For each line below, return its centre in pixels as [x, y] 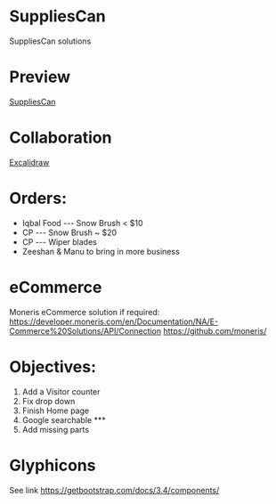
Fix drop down [49, 401]
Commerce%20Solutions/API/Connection [85, 330]
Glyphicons [53, 465]
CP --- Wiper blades [60, 241]
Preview [40, 77]
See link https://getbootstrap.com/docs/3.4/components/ [114, 490]
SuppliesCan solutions [50, 41]
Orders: [38, 199]
